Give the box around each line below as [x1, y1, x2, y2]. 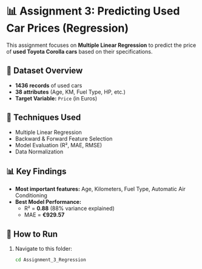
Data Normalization [15, 148, 64, 155]
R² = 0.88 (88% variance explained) [24, 204, 115, 212]
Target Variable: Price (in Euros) [15, 94, 98, 102]
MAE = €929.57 [24, 211, 65, 218]
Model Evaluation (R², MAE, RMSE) [15, 141, 103, 148]
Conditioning [15, 192, 47, 199]
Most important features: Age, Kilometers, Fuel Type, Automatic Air [15, 186, 186, 193]
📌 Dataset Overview [6, 66, 83, 76]
